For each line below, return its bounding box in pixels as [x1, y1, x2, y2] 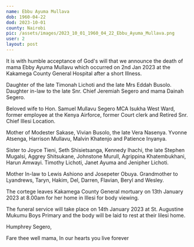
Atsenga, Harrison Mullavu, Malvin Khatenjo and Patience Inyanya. [6, 135, 167, 142]
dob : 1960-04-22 [6, 14, 46, 20]
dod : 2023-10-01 [6, 19, 46, 25]
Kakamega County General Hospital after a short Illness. [6, 70, 142, 77]
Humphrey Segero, [6, 223, 52, 230]
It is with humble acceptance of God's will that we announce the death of [6, 57, 183, 65]
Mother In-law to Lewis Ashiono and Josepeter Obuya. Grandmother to [6, 170, 178, 177]
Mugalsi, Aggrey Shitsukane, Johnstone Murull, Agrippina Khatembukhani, [6, 153, 186, 160]
